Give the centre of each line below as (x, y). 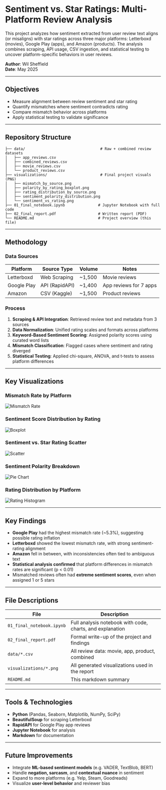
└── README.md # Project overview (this (78, 218)
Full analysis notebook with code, (109, 623)
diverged (21, 350)
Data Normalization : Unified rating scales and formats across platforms (85, 330)
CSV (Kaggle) (56, 294)
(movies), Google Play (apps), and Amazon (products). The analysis (74, 44)
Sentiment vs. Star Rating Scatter (46, 443)
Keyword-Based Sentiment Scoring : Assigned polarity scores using (82, 335)
